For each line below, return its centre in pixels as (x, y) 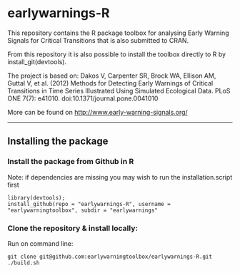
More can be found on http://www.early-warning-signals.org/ (97, 112)
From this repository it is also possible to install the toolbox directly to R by (117, 54)
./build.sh (24, 263)
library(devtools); (36, 197)
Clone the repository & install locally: (72, 228)
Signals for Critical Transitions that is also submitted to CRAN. (98, 40)
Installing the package (58, 141)
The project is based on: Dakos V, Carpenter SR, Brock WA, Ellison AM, (112, 76)
